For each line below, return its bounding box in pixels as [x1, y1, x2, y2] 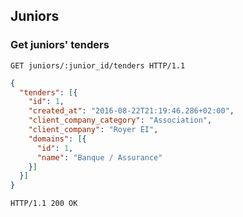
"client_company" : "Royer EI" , [28, 125, 159, 135]
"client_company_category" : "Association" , [28, 115, 213, 126]
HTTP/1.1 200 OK [10, 199, 78, 209]
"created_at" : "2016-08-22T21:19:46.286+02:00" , [28, 106, 235, 116]
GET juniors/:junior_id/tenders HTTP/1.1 [10, 60, 186, 71]
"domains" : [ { [28, 134, 87, 144]
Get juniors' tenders [10, 38, 110, 52]
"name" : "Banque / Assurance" [36, 152, 163, 163]
